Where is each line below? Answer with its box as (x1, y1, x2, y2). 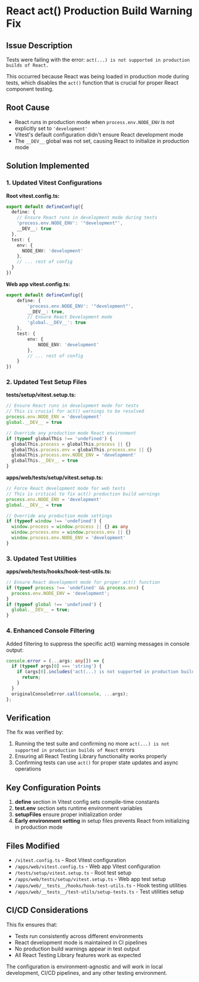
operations (14, 765, 41, 772)
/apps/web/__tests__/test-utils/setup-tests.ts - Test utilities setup (14, 888, 184, 895)
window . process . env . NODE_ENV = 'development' (11, 535, 126, 541)
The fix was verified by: (6, 728, 64, 736)
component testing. (6, 85, 54, 93)
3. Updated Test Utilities (6, 554, 77, 562)
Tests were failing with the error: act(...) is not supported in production (6, 56, 190, 63)
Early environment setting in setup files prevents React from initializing (14, 818, 190, 825)
